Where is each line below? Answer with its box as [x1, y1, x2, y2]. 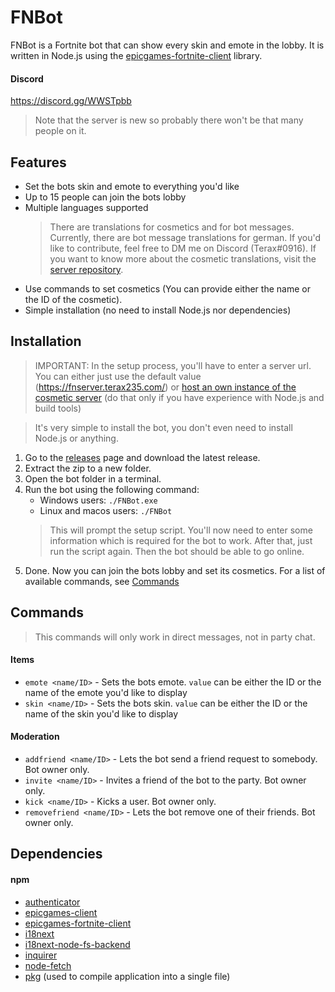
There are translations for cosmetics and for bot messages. [49, 221, 295, 233]
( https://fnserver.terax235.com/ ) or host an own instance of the [34, 381, 297, 393]
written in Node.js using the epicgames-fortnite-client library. [10, 49, 263, 61]
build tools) [34, 402, 82, 414]
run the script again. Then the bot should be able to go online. [49, 545, 305, 557]
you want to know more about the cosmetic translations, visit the [49, 252, 317, 265]
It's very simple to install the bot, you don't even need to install [34, 421, 293, 433]
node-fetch [24, 959, 72, 971]
